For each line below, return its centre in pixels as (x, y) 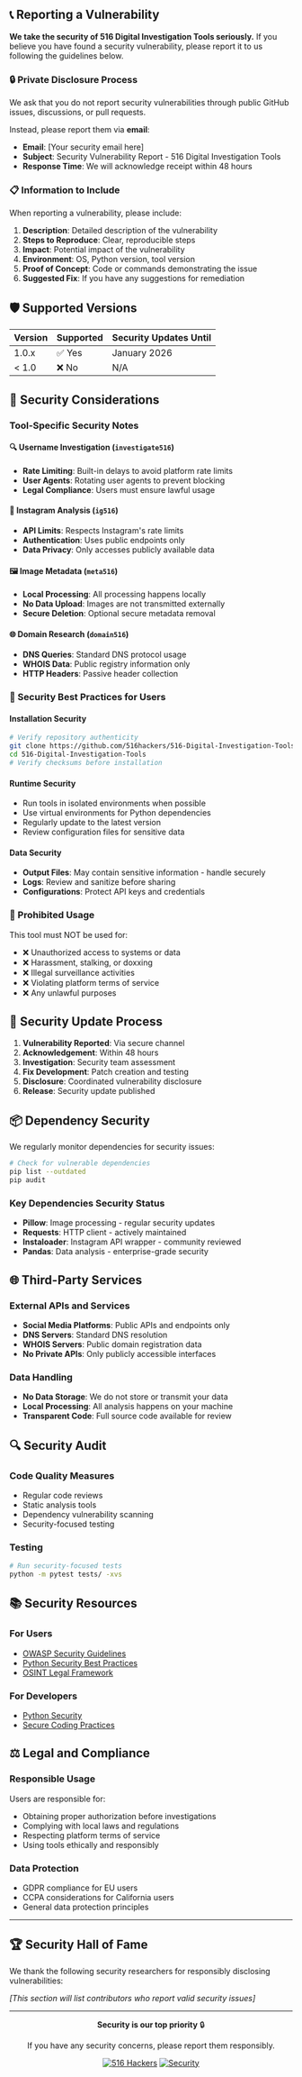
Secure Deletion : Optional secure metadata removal (119, 614)
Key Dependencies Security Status (87, 1203)
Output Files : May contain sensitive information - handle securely (144, 872)
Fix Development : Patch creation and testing (105, 1072)
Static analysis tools (59, 1505)
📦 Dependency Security (80, 1120)
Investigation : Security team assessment (99, 1062)
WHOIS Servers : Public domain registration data (112, 1344)
